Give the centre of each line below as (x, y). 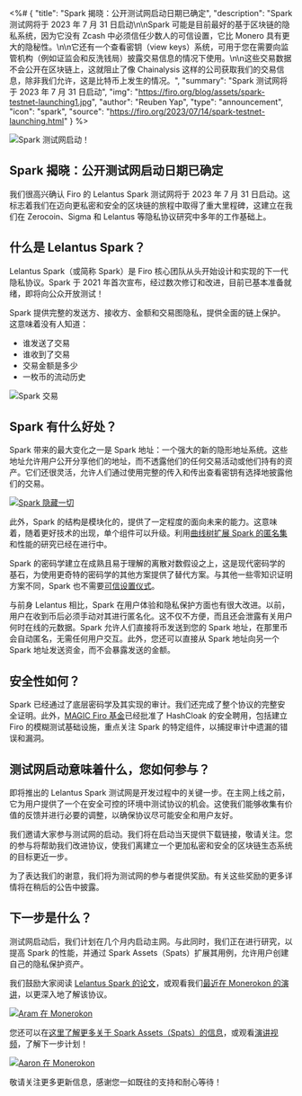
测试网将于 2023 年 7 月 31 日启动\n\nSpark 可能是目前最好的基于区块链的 (146, 24)
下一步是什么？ (51, 918)
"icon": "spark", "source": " (60, 111)
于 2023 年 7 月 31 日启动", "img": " (74, 92)
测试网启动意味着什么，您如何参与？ (110, 769)
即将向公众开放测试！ (64, 293)
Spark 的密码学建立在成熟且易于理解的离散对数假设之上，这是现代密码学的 (147, 564)
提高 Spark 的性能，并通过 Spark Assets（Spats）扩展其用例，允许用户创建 (149, 952)
